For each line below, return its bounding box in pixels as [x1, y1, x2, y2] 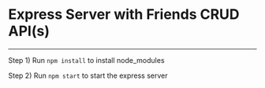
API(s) [8, 22, 50, 40]
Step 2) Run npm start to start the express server [8, 71, 168, 80]
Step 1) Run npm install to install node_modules [8, 55, 165, 64]
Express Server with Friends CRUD [8, 5, 240, 24]
